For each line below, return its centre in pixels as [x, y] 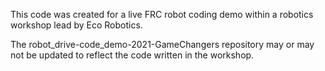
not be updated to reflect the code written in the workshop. [132, 55]
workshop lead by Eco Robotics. [76, 25]
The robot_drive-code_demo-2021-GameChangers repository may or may [162, 44]
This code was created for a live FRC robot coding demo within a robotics [162, 14]
